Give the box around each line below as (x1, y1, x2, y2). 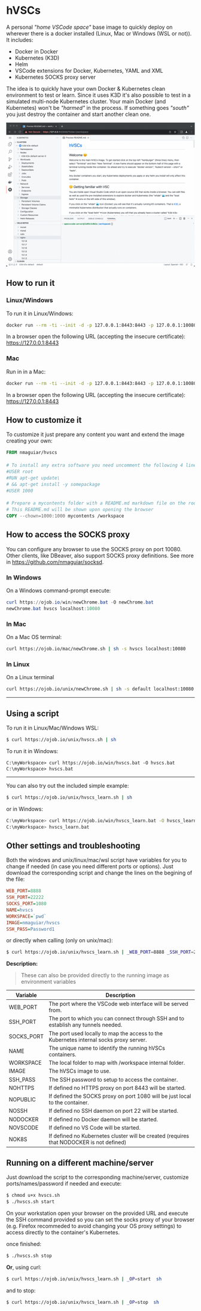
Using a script (6, 708, 59, 718)
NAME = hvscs (6, 907, 33, 913)
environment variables (20, 978, 77, 986)
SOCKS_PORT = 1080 (6, 901, 47, 907)
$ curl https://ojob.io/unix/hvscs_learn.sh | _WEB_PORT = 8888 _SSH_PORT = (6, 949, 194, 955)
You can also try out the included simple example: (6, 782, 129, 789)
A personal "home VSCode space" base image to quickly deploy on (6, 23, 173, 31)
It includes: (6, 36, 33, 43)
